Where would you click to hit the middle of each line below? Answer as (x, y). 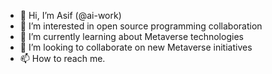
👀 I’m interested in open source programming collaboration (141, 26)
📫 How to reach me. (62, 58)
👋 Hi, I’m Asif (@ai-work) (70, 15)
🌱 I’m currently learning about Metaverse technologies (131, 36)
